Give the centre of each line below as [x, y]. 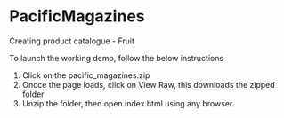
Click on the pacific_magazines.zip [86, 75]
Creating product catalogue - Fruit [72, 41]
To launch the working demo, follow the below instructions [117, 58]
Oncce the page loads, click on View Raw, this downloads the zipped [149, 84]
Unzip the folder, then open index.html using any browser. [128, 103]
